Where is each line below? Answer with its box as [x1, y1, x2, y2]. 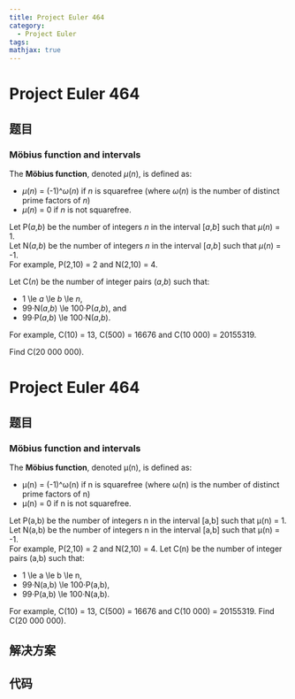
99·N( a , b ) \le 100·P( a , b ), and [21, 303, 127, 313]
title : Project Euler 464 [9, 12, 104, 22]
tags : [9, 37, 29, 47]
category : [9, 21, 46, 30]
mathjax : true [9, 46, 62, 55]
